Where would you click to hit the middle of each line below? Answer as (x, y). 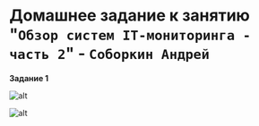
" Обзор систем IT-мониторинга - (130, 34)
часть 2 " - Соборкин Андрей (110, 54)
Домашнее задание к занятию (130, 16)
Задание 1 (29, 78)
